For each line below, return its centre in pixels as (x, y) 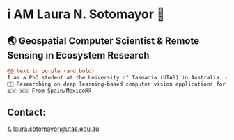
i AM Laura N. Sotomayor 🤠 (86, 14)
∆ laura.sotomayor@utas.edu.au (53, 129)
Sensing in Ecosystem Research (78, 55)
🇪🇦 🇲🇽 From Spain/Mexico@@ (49, 91)
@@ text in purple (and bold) (51, 71)
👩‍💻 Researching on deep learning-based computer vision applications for (117, 84)
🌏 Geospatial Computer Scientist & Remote (103, 41)
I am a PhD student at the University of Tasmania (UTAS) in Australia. (115, 77)
